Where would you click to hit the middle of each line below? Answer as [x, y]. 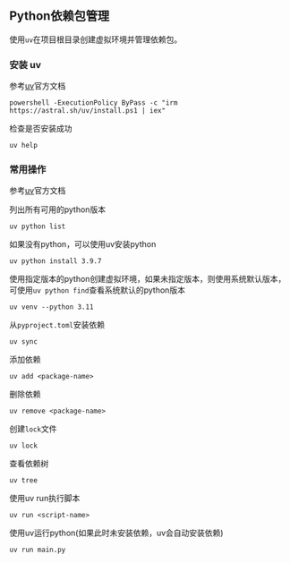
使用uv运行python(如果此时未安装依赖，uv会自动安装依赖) [116, 533]
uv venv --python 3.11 [51, 307]
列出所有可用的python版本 [57, 209]
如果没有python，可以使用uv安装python [83, 244]
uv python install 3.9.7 [55, 261]
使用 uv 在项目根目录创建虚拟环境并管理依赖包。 [96, 39]
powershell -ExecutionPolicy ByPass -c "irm [94, 103]
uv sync [24, 342]
